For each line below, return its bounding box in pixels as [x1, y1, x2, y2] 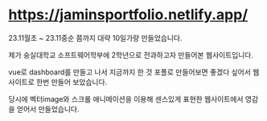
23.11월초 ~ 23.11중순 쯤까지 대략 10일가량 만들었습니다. [8, 33, 183, 42]
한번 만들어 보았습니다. [35, 77, 108, 87]
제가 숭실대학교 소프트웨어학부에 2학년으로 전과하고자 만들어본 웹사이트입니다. [8, 50, 253, 59]
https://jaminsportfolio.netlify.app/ [8, 6, 248, 24]
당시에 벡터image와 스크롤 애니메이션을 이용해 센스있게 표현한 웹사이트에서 [8, 94, 244, 103]
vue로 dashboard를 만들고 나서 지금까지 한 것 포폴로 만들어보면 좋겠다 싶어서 [8, 67, 252, 77]
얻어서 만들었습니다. [16, 104, 80, 114]
